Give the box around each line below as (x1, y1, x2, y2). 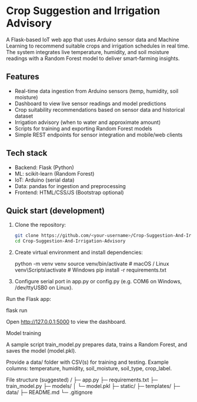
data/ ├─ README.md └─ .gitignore (6, 389, 93, 396)
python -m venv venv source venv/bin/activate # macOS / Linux (14, 260, 169, 267)
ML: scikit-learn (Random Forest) (14, 170, 95, 177)
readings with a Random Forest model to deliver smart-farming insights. (6, 55, 180, 62)
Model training (6, 330, 41, 337)
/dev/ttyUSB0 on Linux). (14, 284, 74, 292)
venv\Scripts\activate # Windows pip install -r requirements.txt (14, 266, 166, 274)
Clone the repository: (14, 222, 66, 229)
